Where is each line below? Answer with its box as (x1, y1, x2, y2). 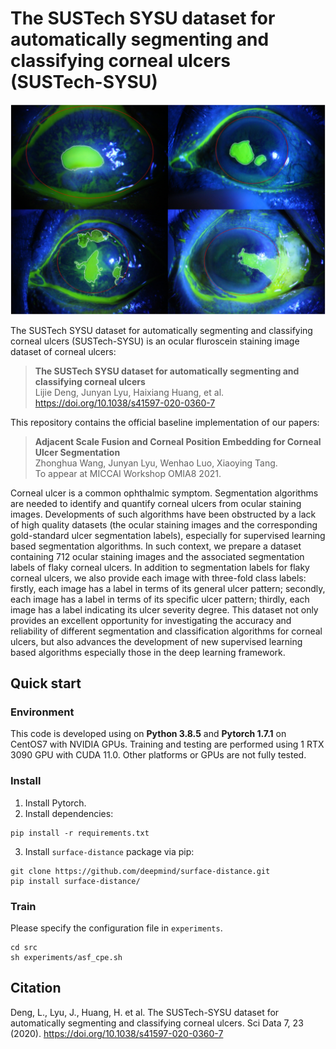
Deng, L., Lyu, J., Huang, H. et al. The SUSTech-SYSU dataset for (10, 1006, 280, 1018)
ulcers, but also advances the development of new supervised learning (10, 635, 303, 647)
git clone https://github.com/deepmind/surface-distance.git (10, 866, 271, 876)
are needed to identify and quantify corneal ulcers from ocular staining (10, 497, 302, 509)
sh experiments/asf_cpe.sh (10, 952, 123, 962)
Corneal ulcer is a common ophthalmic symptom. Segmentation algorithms (10, 487, 319, 499)
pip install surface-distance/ (10, 876, 141, 886)
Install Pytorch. (24, 797, 87, 809)
